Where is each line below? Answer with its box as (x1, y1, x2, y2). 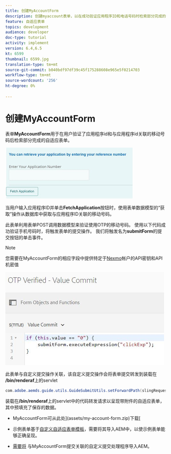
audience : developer (5, 30, 49, 35)
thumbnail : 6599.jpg (5, 56, 49, 62)
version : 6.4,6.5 (5, 46, 42, 51)
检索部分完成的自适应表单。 (14, 137, 72, 143)
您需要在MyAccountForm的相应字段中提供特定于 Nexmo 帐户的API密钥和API (5, 255, 163, 261)
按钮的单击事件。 (9, 234, 46, 240)
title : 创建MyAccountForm (5, 8, 59, 13)
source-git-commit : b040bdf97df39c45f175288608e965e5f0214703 (5, 67, 140, 72)
